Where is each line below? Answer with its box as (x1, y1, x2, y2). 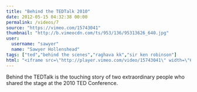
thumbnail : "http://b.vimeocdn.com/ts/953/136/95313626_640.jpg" (6, 30, 169, 36)
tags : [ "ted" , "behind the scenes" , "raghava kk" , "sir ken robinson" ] (6, 52, 177, 58)
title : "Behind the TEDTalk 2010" (6, 8, 91, 15)
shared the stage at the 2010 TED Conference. (6, 79, 118, 86)
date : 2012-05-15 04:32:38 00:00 (6, 14, 88, 20)
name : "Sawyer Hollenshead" (11, 47, 80, 52)
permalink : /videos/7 (6, 19, 59, 25)
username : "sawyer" (11, 41, 59, 47)
